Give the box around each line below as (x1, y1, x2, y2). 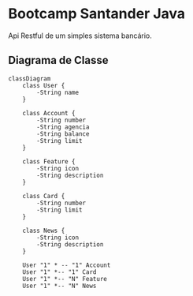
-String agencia (36, 123, 90, 131)
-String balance (36, 129, 90, 138)
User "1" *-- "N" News (22, 282, 97, 290)
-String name (36, 88, 80, 96)
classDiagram (8, 74, 51, 83)
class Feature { (22, 157, 76, 166)
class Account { (22, 109, 76, 117)
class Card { (22, 192, 65, 200)
